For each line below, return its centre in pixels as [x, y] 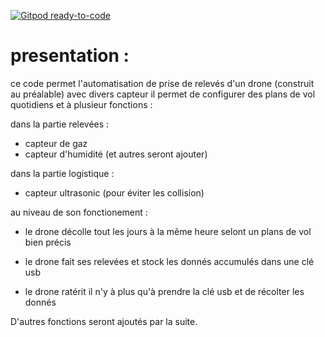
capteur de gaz [56, 143]
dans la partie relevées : [60, 124]
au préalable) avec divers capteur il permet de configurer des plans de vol [163, 94]
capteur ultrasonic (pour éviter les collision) [114, 192]
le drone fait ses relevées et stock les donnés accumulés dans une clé [169, 261]
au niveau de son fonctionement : [79, 212]
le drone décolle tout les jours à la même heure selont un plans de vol [168, 231]
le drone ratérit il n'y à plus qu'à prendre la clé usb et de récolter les [164, 291]
